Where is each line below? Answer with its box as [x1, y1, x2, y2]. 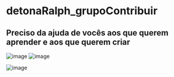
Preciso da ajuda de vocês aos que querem [6, 28, 169, 38]
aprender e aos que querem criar [6, 37, 130, 47]
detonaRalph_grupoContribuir [6, 4, 158, 18]
